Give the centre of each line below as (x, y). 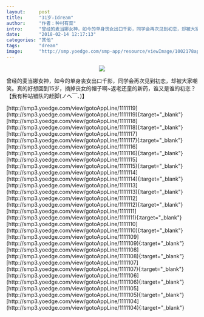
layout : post (28, 12)
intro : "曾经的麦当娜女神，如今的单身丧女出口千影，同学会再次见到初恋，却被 (99, 29)
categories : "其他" (30, 40)
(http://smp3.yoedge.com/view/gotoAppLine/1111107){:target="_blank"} (95, 269)
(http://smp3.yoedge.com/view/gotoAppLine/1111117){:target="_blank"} (95, 140)
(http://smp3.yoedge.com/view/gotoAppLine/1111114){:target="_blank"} (95, 179)
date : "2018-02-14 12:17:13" (51, 35)
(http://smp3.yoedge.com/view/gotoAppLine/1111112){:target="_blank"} (95, 204)
